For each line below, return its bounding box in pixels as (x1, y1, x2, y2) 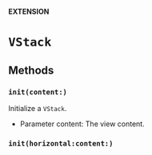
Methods (8, 63, 54, 77)
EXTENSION (8, 7, 50, 16)
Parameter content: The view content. (19, 119, 146, 129)
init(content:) (8, 87, 68, 97)
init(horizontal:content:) (8, 139, 114, 148)
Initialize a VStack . (8, 103, 67, 113)
